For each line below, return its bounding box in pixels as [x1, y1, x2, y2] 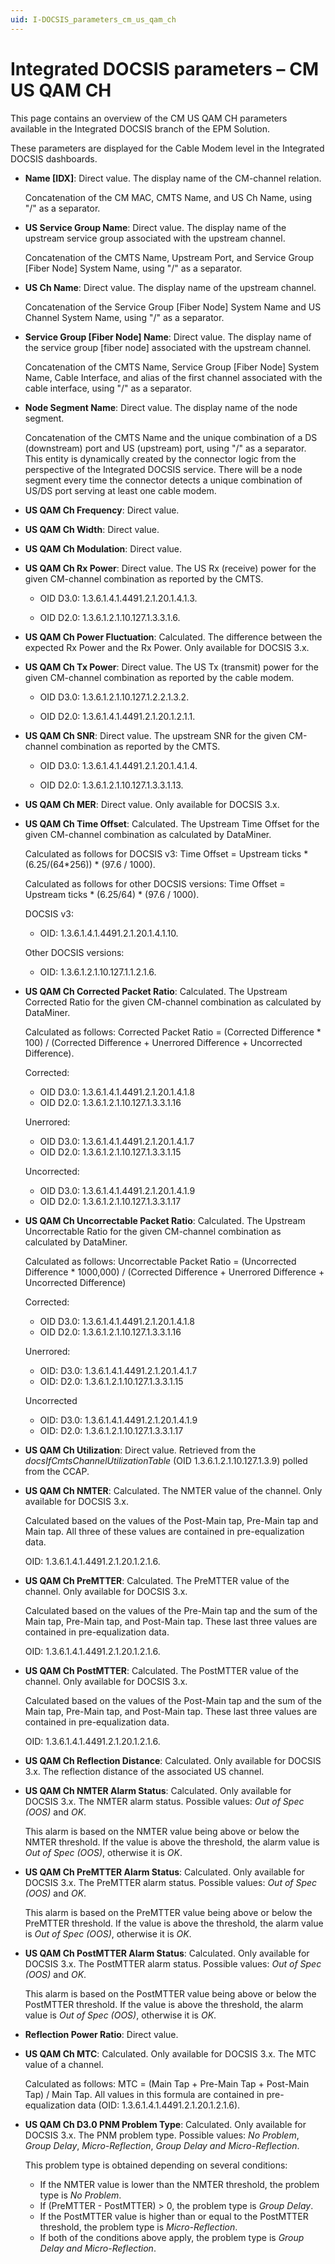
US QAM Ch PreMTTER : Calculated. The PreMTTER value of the [24, 1574, 290, 1586]
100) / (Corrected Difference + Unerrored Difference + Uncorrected [24, 1036, 303, 1048]
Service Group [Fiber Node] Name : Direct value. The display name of [24, 331, 312, 343]
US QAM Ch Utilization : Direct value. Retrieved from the [24, 1444, 257, 1456]
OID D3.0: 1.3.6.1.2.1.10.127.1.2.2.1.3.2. [39, 691, 190, 703]
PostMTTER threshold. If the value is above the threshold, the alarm [24, 1998, 304, 2010]
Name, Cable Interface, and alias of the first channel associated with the [24, 371, 323, 383]
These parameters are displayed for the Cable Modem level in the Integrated [10, 142, 325, 154]
